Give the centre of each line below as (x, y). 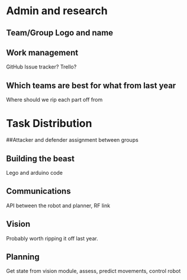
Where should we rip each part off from (54, 100)
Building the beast (41, 159)
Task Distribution (49, 124)
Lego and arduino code (35, 172)
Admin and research (57, 11)
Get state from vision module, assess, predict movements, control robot (93, 271)
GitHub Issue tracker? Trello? (41, 67)
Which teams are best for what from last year (91, 85)
